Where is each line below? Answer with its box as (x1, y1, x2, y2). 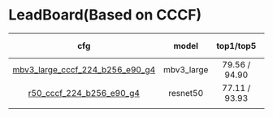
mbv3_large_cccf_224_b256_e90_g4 (12, 63, 156, 75)
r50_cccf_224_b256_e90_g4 (28, 87, 141, 98)
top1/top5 (216, 40, 257, 51)
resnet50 (168, 87, 204, 98)
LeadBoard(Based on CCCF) (8, 6, 202, 24)
